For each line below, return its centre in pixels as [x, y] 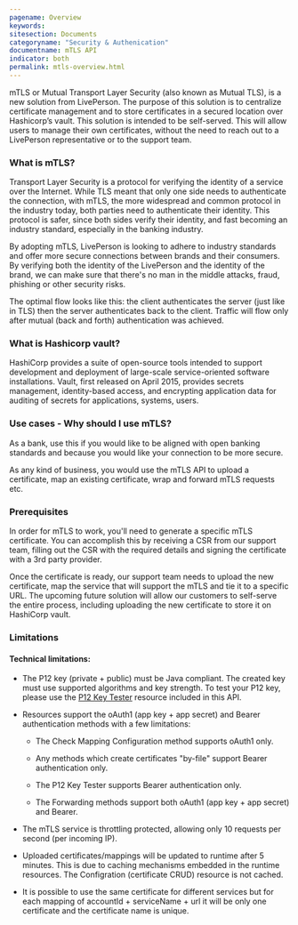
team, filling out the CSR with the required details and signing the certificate [148, 550]
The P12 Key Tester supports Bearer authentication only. [138, 785]
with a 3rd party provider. [56, 559]
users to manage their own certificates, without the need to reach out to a [144, 130]
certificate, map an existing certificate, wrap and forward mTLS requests [142, 479]
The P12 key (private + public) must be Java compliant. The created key [154, 679]
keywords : [28, 26]
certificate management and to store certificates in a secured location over [146, 111]
